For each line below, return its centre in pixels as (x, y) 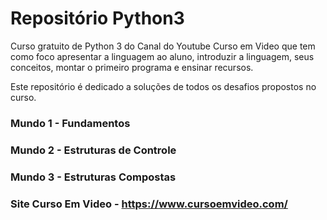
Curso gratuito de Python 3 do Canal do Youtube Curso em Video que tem (163, 46)
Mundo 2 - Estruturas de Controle (93, 150)
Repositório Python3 (97, 18)
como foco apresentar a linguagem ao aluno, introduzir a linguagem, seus (162, 56)
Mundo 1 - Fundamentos (70, 123)
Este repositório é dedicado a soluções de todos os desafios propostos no (163, 86)
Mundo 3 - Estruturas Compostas (93, 177)
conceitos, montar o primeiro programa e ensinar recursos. (132, 67)
